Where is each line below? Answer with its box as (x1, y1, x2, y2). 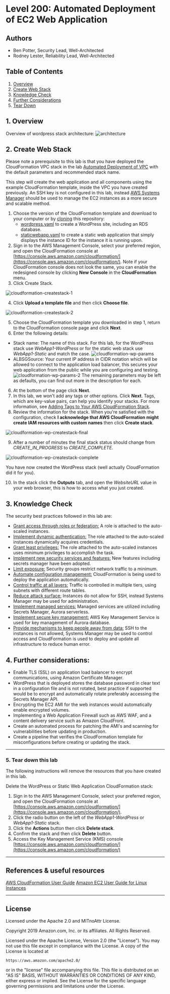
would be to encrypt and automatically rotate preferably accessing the (13, 691, 159, 697)
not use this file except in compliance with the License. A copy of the (6, 942, 149, 949)
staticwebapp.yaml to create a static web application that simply (20, 232, 154, 238)
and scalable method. (6, 200, 51, 206)
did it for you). (6, 470, 35, 476)
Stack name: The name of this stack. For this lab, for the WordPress (13, 340, 154, 346)
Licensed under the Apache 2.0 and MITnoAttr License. (6, 918, 121, 924)
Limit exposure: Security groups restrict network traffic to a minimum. (13, 566, 158, 572)
